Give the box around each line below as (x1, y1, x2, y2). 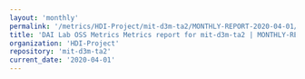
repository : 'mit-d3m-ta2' (9, 47, 112, 56)
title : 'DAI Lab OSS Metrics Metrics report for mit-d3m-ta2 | (9, 30, 254, 39)
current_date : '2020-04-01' (9, 55, 116, 64)
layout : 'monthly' (9, 13, 79, 23)
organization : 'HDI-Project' (9, 38, 120, 48)
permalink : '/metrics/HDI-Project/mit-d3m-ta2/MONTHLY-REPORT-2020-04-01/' (9, 22, 302, 31)
